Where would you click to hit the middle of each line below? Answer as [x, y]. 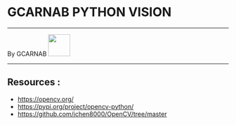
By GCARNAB [27, 54]
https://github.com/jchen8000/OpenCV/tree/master [92, 114]
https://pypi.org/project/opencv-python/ [76, 106]
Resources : [34, 82]
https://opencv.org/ [45, 99]
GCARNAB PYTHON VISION [90, 12]
